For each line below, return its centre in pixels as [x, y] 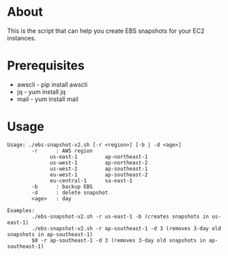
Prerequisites [46, 66]
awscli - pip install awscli [52, 84]
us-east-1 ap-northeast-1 [99, 157]
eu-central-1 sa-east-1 [91, 181]
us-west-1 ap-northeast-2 [99, 162]
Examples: [21, 210]
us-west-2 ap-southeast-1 [99, 169]
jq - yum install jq [41, 91]
